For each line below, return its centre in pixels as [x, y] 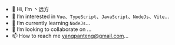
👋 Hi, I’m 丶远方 [30, 9]
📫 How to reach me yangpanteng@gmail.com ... [70, 36]
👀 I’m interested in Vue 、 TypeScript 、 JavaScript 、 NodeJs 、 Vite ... [90, 16]
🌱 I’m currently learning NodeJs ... [51, 23]
